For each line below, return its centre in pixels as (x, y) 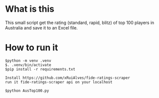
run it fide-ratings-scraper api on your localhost (59, 82)
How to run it (32, 48)
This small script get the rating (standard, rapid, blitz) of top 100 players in (80, 23)
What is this (30, 9)
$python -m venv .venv (28, 61)
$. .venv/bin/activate (28, 65)
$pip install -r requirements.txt (40, 69)
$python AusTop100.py (27, 91)
